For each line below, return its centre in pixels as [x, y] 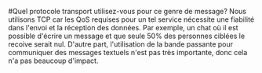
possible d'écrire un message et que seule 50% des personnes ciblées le [127, 36]
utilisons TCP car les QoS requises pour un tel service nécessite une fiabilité [131, 19]
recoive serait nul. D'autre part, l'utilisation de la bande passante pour [121, 44]
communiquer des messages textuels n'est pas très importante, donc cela [128, 52]
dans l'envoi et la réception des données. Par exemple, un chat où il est [123, 28]
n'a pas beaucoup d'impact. [53, 61]
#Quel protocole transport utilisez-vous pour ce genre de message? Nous [127, 11]
